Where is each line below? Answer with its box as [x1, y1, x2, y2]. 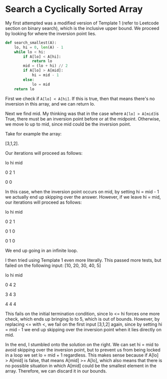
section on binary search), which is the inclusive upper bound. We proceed [5, 25, 160, 31]
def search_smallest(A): [5, 40, 57, 45]
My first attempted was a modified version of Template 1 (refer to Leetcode [5, 20, 159, 26]
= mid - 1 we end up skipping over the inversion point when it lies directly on [5, 326, 162, 332]
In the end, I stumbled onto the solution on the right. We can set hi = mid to [5, 341, 159, 347]
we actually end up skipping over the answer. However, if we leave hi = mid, [5, 194, 161, 200]
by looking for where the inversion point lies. [5, 30, 96, 36]
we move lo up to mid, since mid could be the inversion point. [5, 121, 131, 127]
